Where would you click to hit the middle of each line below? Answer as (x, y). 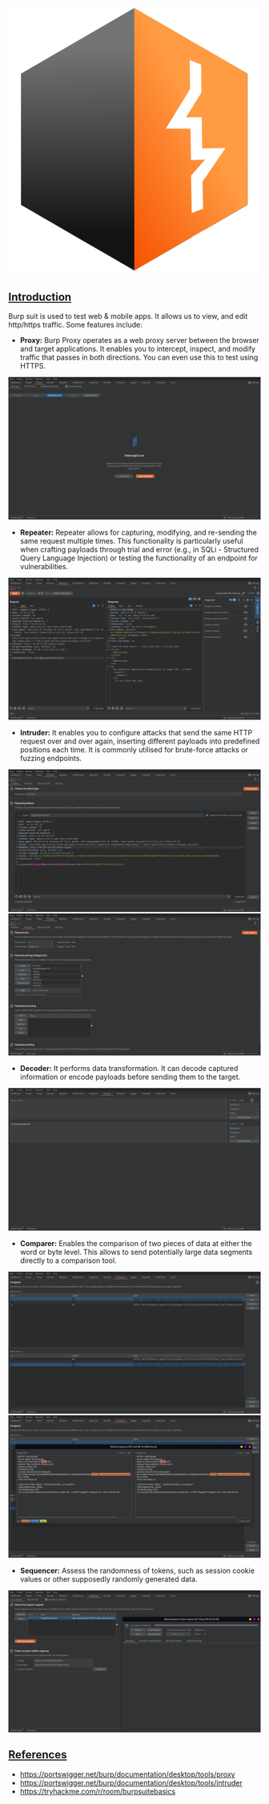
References (38, 1755)
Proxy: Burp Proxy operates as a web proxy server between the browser (140, 340)
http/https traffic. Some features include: (75, 325)
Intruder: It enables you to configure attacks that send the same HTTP (136, 733)
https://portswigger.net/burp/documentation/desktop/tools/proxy (127, 1774)
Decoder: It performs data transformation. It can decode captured (129, 1069)
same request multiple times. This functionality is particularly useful (131, 540)
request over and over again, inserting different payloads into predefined (140, 741)
